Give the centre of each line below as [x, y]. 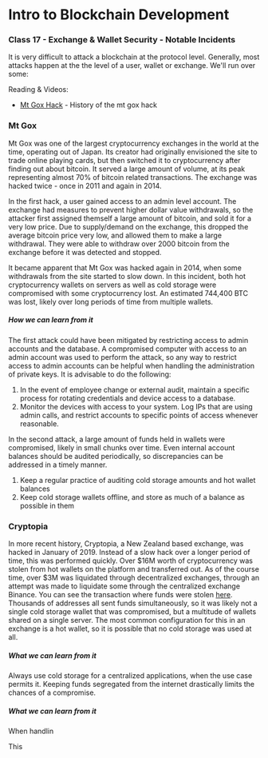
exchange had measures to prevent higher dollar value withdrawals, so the [131, 209]
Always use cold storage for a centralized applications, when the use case [130, 676]
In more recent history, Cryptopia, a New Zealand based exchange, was [126, 544]
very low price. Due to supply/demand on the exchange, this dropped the [128, 226]
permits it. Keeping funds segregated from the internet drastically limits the [132, 684]
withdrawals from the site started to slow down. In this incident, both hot [127, 276]
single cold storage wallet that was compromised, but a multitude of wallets [132, 612]
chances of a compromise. [52, 692]
